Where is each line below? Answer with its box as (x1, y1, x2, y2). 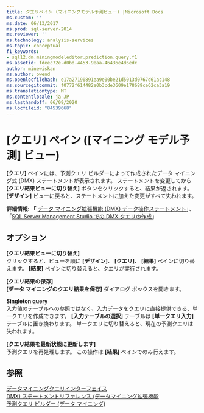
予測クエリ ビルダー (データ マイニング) (6, 400, 106, 408)
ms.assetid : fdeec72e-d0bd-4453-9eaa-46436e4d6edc (6, 60, 138, 66)
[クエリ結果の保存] (6, 278, 54, 285)
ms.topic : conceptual (6, 43, 62, 49)
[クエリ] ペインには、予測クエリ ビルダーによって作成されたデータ (6, 170, 174, 177)
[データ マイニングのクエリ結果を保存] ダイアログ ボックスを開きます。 (6, 285, 185, 293)
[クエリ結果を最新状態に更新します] (6, 341, 96, 348)
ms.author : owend (6, 71, 51, 77)
